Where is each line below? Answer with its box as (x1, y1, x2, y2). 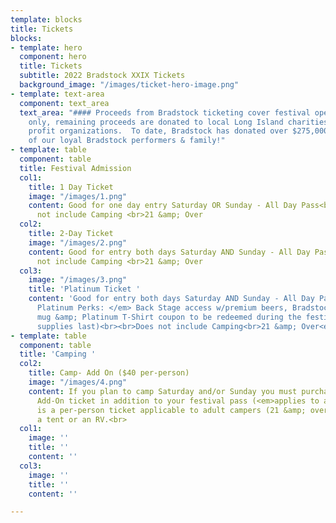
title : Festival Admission (19, 163, 132, 173)
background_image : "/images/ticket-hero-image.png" (19, 80, 240, 90)
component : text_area (19, 98, 110, 108)
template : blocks (10, 14, 83, 25)
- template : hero (10, 42, 83, 53)
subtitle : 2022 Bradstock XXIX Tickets (19, 71, 186, 81)
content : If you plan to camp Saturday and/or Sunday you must (28, 386, 298, 396)
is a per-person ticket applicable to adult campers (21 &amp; (36, 405, 307, 415)
